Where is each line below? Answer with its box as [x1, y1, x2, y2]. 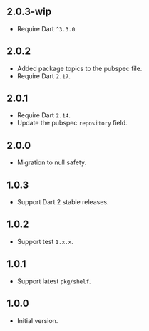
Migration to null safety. [16, 158, 87, 167]
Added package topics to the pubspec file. [16, 64, 143, 73]
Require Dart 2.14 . [16, 111, 71, 120]
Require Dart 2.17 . [16, 71, 71, 80]
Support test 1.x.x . [16, 237, 73, 246]
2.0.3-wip [6, 6, 51, 18]
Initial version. [16, 316, 58, 325]
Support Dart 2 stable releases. [16, 198, 109, 206]
